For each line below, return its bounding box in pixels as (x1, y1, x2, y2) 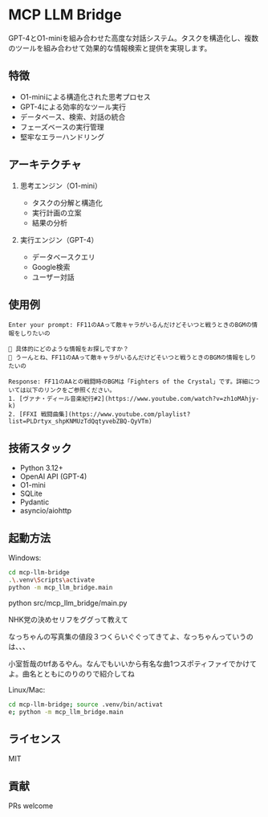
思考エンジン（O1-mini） (19, 181, 102, 190)
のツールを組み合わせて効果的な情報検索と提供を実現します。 (8, 43, 212, 53)
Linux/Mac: (8, 684, 46, 694)
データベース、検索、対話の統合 (19, 112, 126, 121)
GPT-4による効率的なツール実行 (19, 102, 127, 112)
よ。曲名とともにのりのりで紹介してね (8, 668, 135, 678)
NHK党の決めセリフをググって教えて (8, 615, 128, 624)
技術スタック (8, 441, 72, 455)
